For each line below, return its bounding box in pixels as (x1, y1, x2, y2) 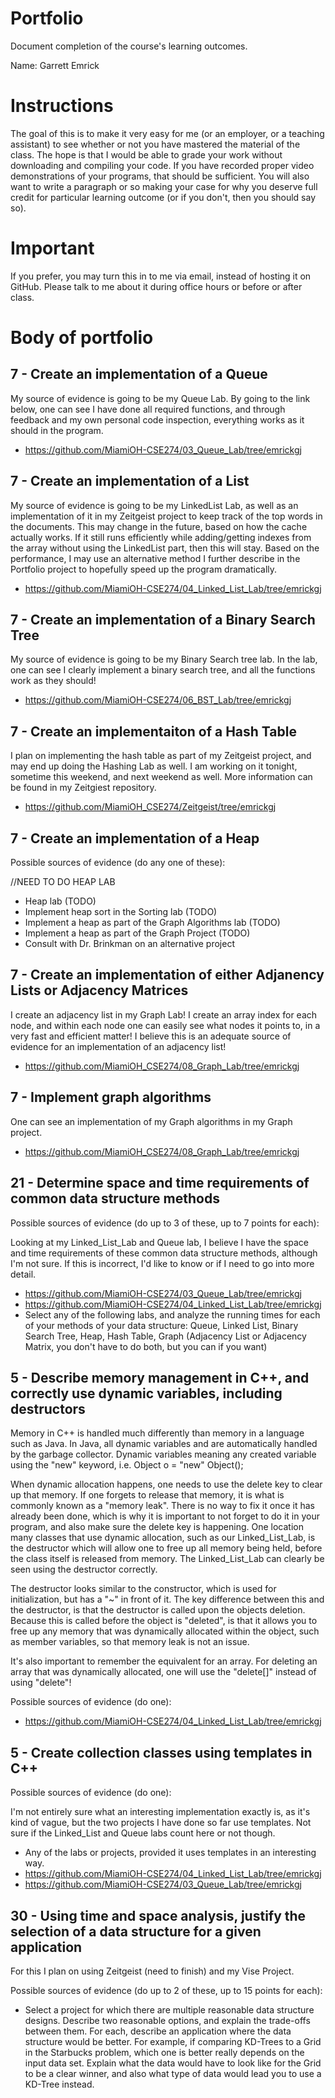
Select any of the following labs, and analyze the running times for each (24, 1308, 321, 1321)
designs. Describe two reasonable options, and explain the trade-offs (24, 2014, 311, 2026)
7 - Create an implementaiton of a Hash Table (10, 723, 297, 740)
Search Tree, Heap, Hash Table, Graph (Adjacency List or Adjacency (24, 1330, 307, 1342)
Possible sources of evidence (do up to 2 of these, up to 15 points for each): (10, 1984, 323, 1996)
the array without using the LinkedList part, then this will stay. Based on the (10, 542, 320, 554)
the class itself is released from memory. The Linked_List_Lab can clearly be (10, 1553, 325, 1565)
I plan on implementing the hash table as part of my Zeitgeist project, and (10, 750, 312, 762)
